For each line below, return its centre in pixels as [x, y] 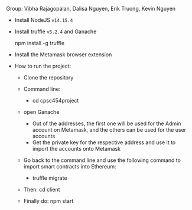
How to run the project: [43, 66]
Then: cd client [42, 190]
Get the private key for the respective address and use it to [104, 142]
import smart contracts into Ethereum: [70, 166]
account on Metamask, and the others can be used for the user [109, 130]
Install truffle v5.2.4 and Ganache [56, 31]
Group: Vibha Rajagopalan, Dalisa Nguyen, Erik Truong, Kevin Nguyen [91, 9]
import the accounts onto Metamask [77, 149]
